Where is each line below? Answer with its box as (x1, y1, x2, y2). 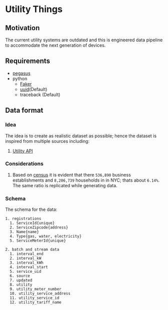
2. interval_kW (10, 256, 42, 261)
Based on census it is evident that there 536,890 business (12, 172, 131, 178)
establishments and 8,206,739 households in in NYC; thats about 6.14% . (12, 177, 159, 183)
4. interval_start (10, 265, 49, 270)
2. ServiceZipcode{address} (10, 225, 69, 230)
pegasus (12, 70, 31, 76)
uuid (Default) (20, 86, 48, 92)
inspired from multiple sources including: (5, 138, 90, 144)
